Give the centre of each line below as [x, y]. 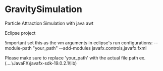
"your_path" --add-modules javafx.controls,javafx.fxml [90, 48]
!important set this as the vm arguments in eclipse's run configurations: [79, 43]
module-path [18, 48]
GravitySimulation [44, 9]
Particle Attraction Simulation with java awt [49, 23]
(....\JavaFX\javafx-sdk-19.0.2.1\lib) [41, 63]
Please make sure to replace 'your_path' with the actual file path [71, 58]
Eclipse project [20, 33]
